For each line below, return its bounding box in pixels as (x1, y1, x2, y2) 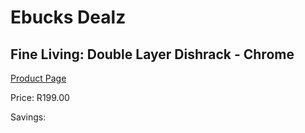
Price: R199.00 (10, 92, 70, 103)
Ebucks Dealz (10, 6, 127, 29)
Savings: (10, 111, 47, 123)
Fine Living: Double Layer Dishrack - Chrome (10, 46, 295, 63)
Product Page (10, 72, 67, 84)
